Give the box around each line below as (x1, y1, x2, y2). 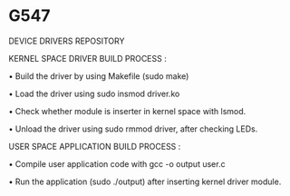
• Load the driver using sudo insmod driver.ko (8, 88, 180, 99)
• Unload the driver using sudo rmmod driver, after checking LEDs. (8, 123, 258, 134)
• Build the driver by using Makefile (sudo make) (8, 70, 189, 82)
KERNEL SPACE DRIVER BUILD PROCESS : (8, 53, 167, 64)
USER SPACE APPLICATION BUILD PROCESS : (8, 141, 181, 152)
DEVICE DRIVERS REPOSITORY (8, 35, 125, 46)
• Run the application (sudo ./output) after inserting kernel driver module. (8, 176, 282, 187)
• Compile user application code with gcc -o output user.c (8, 158, 226, 169)
